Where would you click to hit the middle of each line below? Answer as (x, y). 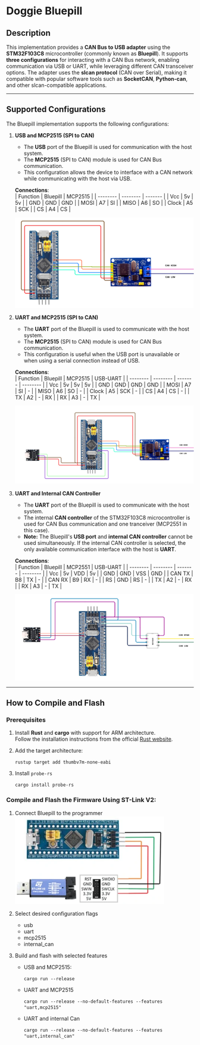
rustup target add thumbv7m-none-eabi (63, 762)
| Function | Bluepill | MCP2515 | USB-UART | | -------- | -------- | (95, 379)
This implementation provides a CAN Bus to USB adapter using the (88, 47)
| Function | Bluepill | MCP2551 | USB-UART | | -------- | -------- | (95, 567)
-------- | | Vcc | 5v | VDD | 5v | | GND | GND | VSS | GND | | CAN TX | (107, 573)
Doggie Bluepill (44, 11)
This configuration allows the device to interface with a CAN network (108, 172)
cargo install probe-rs (44, 785)
